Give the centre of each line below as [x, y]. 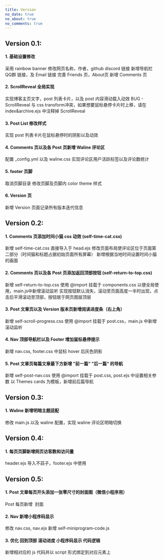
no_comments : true [24, 23]
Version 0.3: [24, 397]
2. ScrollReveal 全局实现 [30, 87]
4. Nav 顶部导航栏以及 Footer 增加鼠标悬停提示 [52, 339]
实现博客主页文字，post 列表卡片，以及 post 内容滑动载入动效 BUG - [74, 99]
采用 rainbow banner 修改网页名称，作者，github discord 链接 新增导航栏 [79, 68]
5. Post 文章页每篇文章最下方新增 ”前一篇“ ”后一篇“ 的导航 [64, 363]
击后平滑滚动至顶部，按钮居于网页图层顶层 [48, 297]
